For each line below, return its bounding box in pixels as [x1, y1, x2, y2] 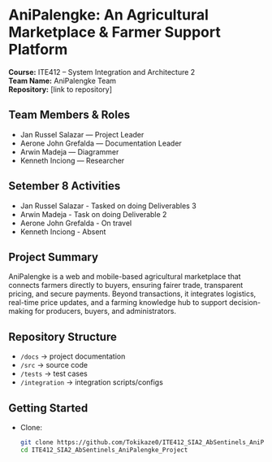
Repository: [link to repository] [8, 84, 112, 94]
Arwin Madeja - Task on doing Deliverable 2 [19, 209, 167, 219]
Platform [8, 41, 68, 59]
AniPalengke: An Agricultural [8, 6, 209, 24]
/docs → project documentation [19, 351, 126, 361]
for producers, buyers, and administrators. [34, 307, 177, 316]
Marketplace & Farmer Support [8, 23, 221, 41]
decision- [228, 298, 261, 307]
